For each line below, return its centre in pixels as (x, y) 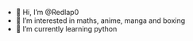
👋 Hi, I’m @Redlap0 (47, 12)
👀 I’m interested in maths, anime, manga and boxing (100, 20)
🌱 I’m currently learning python (66, 29)
